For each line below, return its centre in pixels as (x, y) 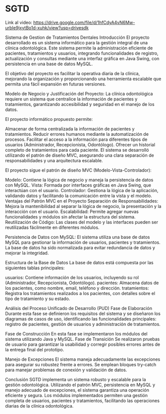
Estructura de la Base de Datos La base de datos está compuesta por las (79, 262)
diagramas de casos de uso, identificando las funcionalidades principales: (81, 318)
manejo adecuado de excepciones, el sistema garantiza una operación (77, 390)
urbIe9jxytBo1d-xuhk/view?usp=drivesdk (47, 27)
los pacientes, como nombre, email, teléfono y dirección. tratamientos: (77, 288)
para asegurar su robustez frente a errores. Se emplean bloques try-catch (81, 364)
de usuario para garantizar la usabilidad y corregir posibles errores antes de (83, 344)
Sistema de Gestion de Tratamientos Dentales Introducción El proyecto (77, 37)
